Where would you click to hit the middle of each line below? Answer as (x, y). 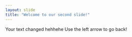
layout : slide (20, 10)
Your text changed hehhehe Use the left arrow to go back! (66, 29)
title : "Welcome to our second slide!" (48, 15)
